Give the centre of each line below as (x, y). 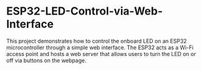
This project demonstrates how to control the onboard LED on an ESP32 (97, 41)
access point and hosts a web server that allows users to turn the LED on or (101, 54)
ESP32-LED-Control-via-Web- (85, 11)
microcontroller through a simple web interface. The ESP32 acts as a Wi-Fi (100, 47)
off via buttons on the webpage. (46, 60)
